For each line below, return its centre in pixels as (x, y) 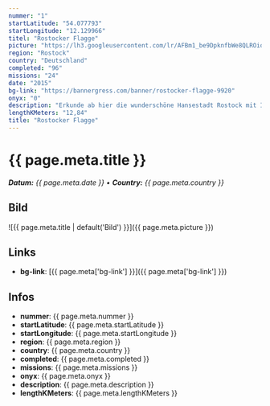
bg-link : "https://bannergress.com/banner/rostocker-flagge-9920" (122, 90)
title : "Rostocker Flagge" (53, 121)
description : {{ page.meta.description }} (87, 385)
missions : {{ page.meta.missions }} (79, 367)
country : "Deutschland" (48, 61)
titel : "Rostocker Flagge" (53, 38)
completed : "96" (35, 68)
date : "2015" (30, 83)
